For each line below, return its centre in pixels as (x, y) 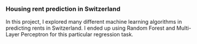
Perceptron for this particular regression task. (77, 34)
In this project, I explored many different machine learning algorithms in (94, 22)
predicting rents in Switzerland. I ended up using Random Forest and (90, 28)
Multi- (184, 28)
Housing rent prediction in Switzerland (63, 9)
